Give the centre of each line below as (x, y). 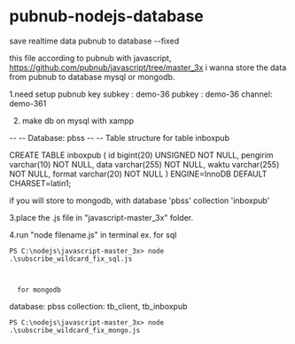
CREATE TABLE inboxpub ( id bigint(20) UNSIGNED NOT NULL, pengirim (141, 155)
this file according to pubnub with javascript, (90, 58)
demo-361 (28, 103)
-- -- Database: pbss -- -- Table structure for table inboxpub (120, 137)
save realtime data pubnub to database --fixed (94, 41)
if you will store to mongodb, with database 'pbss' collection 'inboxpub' (140, 200)
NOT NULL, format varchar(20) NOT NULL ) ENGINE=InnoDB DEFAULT (138, 174)
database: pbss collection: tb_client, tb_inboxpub (98, 306)
